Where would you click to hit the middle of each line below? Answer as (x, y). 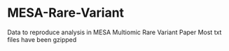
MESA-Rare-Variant (66, 13)
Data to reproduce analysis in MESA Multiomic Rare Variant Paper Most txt (114, 32)
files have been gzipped (42, 39)
